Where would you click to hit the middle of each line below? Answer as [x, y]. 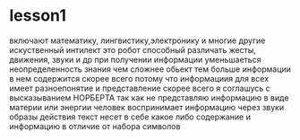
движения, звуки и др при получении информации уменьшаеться [135, 59]
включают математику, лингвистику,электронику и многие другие [137, 40]
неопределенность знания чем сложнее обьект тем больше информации [150, 69]
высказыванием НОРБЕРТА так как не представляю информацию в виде [149, 97]
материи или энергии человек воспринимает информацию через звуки [147, 107]
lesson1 [38, 16]
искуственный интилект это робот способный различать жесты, [133, 49]
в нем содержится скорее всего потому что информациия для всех [139, 78]
